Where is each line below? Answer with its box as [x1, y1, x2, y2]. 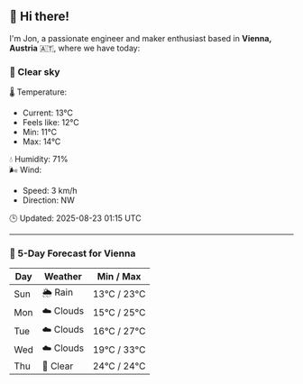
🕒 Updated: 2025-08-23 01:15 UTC [9, 213, 142, 224]
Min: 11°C [22, 127, 57, 138]
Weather [43, 270, 83, 283]
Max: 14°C [22, 136, 61, 147]
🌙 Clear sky [9, 65, 60, 78]
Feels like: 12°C [22, 117, 79, 128]
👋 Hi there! [9, 9, 70, 24]
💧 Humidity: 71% [9, 154, 69, 165]
